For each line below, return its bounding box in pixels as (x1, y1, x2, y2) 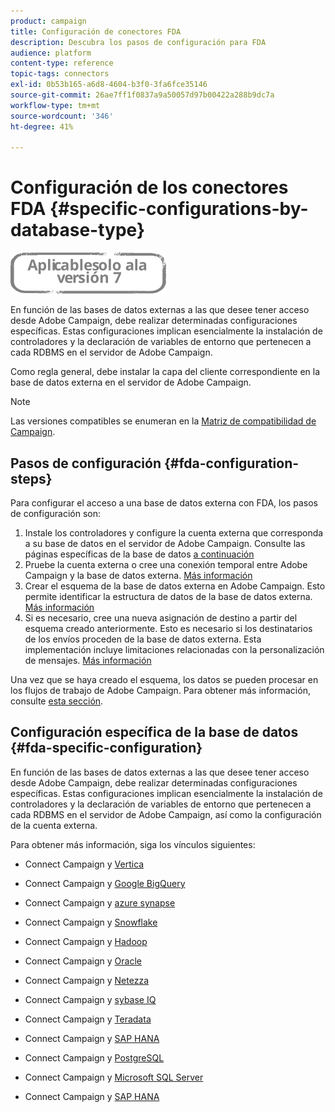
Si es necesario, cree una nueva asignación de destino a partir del (24, 612, 298, 624)
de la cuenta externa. (10, 819, 98, 831)
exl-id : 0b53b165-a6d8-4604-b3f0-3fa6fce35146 (10, 80, 208, 90)
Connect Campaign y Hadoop (24, 935, 148, 947)
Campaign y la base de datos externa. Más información (24, 570, 253, 581)
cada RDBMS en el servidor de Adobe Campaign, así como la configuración (10, 808, 322, 820)
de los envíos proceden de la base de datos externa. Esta (24, 633, 262, 645)
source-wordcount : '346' (10, 111, 114, 121)
